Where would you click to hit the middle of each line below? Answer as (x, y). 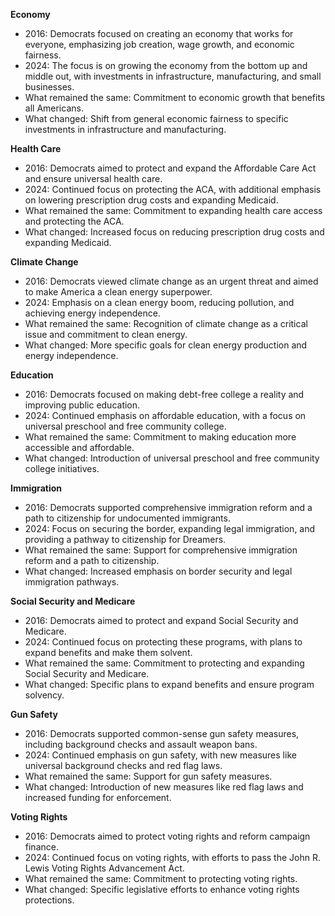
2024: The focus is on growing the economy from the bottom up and (166, 65)
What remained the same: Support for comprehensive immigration (161, 550)
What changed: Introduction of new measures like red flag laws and (164, 787)
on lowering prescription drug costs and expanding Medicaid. (151, 200)
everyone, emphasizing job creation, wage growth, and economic (159, 44)
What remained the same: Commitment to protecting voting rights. (161, 878)
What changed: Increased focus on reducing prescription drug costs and (174, 232)
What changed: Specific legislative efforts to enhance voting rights (162, 889)
